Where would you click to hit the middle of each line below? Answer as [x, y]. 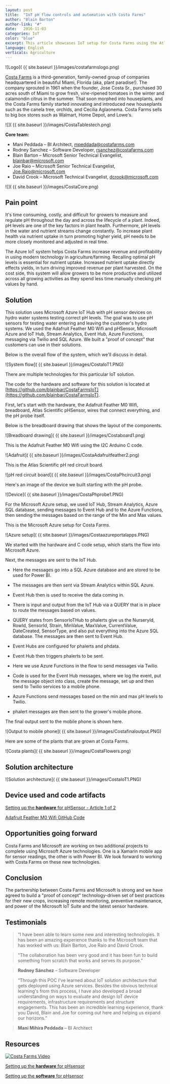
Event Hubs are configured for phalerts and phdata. [66, 646]
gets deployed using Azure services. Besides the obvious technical [88, 986]
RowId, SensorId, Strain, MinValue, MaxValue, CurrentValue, [75, 626]
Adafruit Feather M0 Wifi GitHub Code [45, 817]
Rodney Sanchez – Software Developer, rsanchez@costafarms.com [83, 150]
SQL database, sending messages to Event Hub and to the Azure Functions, [84, 510]
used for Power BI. [32, 575]
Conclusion [24, 878]
